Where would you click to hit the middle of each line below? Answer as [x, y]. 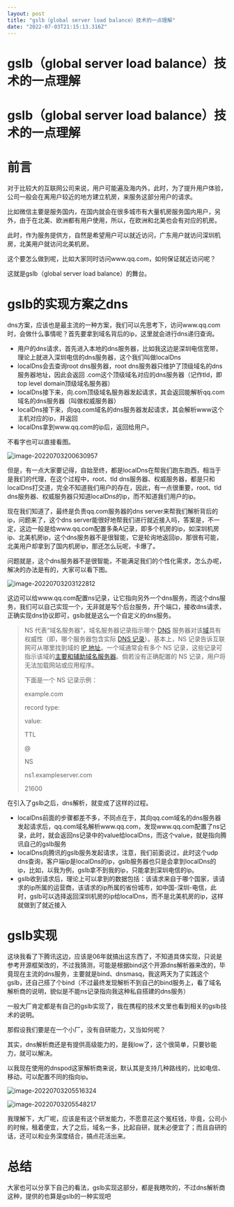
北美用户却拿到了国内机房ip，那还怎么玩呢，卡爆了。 [83, 546]
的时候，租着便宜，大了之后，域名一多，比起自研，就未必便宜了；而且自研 [114, 1127]
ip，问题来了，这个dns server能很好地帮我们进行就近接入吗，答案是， [108, 520]
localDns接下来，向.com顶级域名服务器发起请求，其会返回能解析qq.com [121, 392]
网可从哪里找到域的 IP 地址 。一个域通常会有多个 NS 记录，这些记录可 [123, 647]
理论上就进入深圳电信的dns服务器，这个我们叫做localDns [99, 357]
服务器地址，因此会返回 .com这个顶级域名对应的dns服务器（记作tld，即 [120, 375]
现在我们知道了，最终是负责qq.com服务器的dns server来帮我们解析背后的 [113, 511]
